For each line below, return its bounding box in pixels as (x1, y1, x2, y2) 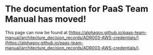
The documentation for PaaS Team (5, 3, 149, 14)
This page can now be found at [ (5, 29, 71, 35)
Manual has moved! (5, 14, 86, 25)
